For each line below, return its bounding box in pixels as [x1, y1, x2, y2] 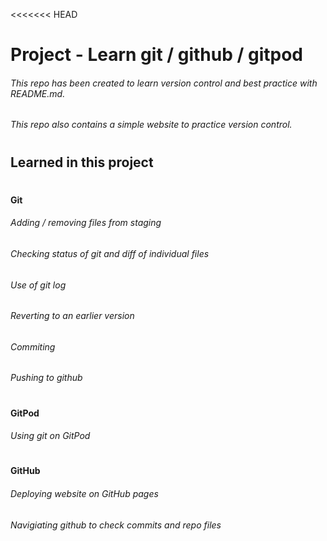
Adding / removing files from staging [10, 217, 162, 229]
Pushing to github [10, 372, 83, 384]
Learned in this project [10, 154, 154, 171]
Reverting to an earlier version [10, 310, 135, 322]
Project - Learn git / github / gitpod [10, 44, 304, 66]
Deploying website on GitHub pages [10, 487, 159, 499]
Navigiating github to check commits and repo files [10, 519, 222, 531]
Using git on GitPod [10, 430, 91, 442]
